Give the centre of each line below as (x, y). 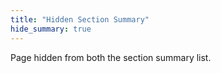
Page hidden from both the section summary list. (111, 57)
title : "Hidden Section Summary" (80, 19)
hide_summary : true (51, 29)
